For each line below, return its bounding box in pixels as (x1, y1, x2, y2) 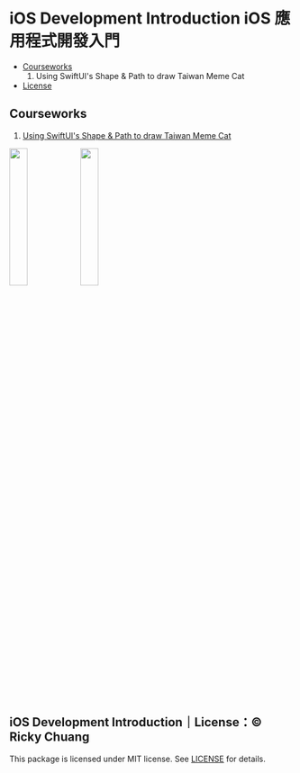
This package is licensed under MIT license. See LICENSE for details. (9, 753, 266, 764)
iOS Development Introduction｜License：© (9, 715, 263, 730)
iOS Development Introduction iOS (9, 8, 272, 29)
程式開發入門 (25, 31, 121, 51)
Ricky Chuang (9, 730, 90, 745)
